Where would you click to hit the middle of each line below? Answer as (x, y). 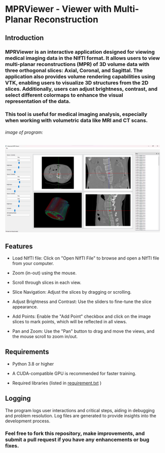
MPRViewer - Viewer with (58, 9)
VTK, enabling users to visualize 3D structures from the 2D (77, 82)
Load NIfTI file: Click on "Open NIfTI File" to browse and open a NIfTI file (86, 258)
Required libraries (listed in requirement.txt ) (57, 383)
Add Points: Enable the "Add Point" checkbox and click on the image (82, 316)
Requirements (27, 352)
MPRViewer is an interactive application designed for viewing (80, 52)
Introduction (25, 38)
